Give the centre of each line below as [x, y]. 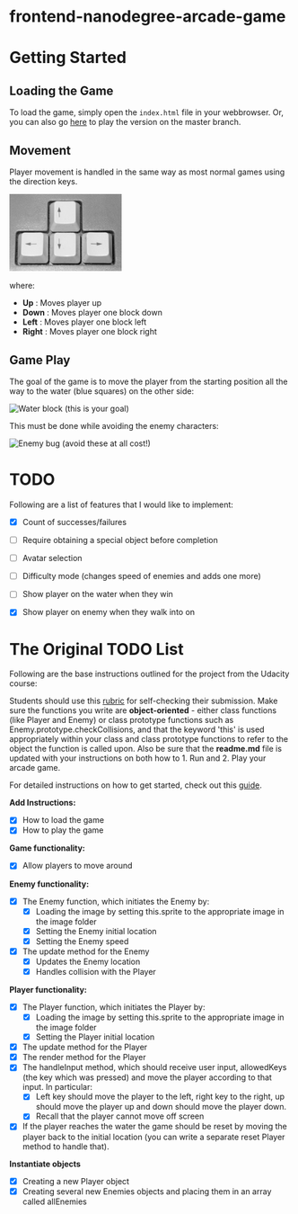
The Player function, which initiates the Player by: [114, 1007]
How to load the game [63, 820]
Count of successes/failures [74, 522]
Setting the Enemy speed [82, 941]
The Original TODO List [96, 649]
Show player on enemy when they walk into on [109, 612]
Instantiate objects [45, 1164]
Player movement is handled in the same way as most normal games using [147, 172]
